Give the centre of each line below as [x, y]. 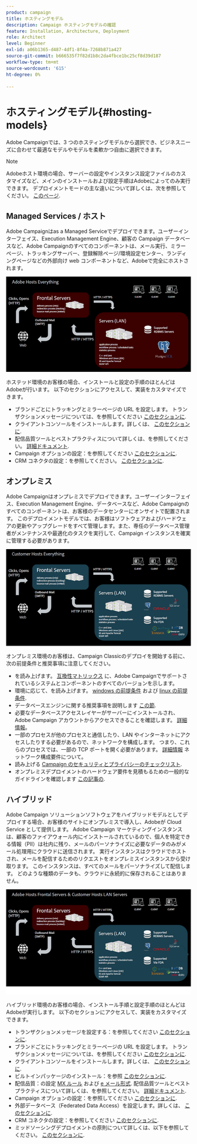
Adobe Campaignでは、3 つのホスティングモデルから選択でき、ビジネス [93, 142]
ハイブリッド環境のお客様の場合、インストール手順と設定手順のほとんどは [96, 1005]
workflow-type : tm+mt [33, 62]
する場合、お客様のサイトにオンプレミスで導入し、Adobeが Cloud [101, 822]
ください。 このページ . [33, 196]
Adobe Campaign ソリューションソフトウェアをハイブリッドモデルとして [94, 814]
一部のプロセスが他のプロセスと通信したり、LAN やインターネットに [97, 735]
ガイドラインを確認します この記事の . [60, 779]
